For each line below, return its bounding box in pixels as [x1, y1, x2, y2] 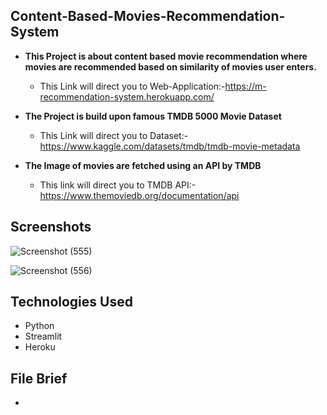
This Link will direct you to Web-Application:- [39, 80, 226, 92]
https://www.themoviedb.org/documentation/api [39, 189, 240, 201]
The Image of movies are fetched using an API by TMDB [24, 159, 262, 171]
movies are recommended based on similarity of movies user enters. [24, 60, 317, 73]
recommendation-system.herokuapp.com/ [39, 90, 215, 103]
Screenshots [10, 219, 92, 236]
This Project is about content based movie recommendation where [24, 50, 308, 62]
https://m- [224, 80, 267, 92]
